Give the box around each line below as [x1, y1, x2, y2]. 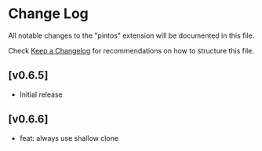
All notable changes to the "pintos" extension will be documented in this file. [8, 31, 255, 40]
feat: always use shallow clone [19, 133, 119, 142]
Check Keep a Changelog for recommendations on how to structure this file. [8, 46, 255, 55]
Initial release [19, 90, 63, 99]
